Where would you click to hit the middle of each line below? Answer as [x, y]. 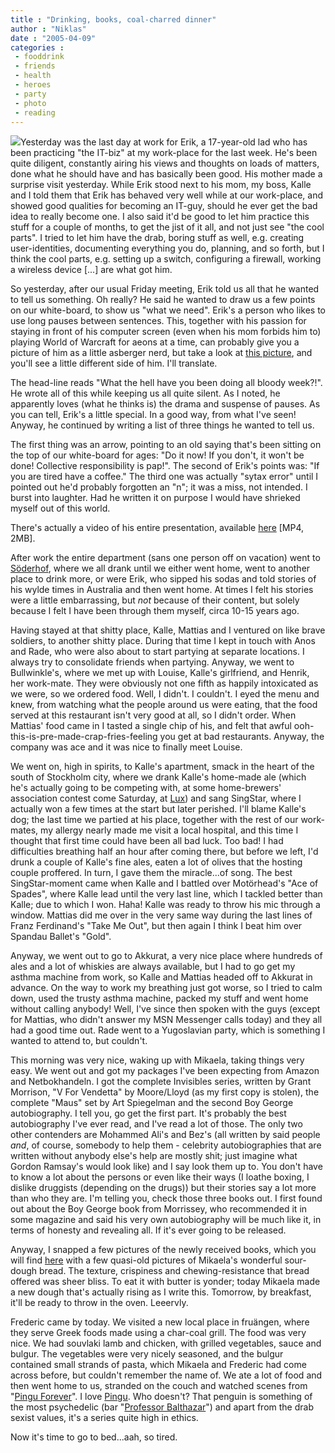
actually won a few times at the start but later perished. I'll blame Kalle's [158, 809]
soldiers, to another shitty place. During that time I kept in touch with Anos [163, 641]
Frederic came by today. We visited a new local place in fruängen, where [160, 1322]
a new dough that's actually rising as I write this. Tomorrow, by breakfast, [161, 1292]
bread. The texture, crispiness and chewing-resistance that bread [174, 1271]
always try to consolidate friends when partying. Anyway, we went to [152, 662]
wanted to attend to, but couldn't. [79, 1041]
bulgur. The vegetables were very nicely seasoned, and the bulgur [147, 1354]
